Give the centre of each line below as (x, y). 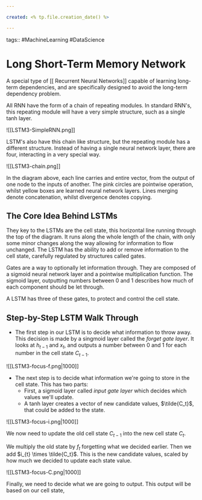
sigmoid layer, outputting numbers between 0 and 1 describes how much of (100, 281)
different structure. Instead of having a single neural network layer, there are (101, 148)
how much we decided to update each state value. (69, 461)
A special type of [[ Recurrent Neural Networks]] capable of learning (91, 81)
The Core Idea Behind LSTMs (62, 216)
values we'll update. (49, 397)
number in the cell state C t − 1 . (52, 354)
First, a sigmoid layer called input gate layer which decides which (105, 391)
